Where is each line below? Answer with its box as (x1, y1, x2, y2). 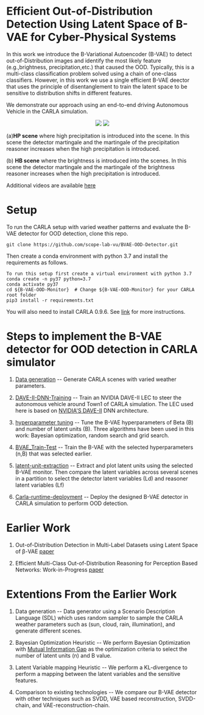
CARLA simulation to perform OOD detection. (15, 499, 129, 507)
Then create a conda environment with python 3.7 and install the (6, 252, 169, 260)
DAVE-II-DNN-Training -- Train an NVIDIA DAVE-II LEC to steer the (15, 394, 181, 401)
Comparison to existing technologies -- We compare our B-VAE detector (15, 688, 197, 695)
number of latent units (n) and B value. (15, 651, 112, 659)
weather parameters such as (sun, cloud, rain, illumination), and (15, 620, 175, 628)
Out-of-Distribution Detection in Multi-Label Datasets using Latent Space (15, 541, 199, 548)
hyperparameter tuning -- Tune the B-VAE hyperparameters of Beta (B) (15, 418, 194, 426)
